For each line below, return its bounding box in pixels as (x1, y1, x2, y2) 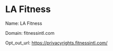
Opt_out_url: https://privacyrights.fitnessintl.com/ (5, 39, 108, 46)
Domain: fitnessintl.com (5, 30, 55, 36)
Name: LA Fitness (5, 20, 42, 26)
